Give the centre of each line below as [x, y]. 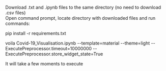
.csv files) [16, 13]
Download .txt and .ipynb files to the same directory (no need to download [83, 7]
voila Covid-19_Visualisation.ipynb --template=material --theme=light [78, 43]
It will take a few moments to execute [44, 64]
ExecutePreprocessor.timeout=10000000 [49, 48]
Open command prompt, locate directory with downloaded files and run [80, 18]
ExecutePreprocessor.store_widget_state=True [54, 54]
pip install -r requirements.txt [36, 33]
